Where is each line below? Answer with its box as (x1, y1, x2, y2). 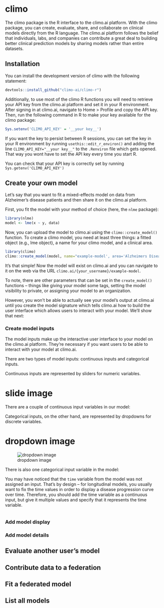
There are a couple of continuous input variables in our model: (5, 404, 130, 410)
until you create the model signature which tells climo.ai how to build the (5, 302, 150, 308)
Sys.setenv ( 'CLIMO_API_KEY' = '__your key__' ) (5, 126, 102, 132)
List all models (5, 597, 50, 605)
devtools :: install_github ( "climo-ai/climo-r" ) (5, 87, 102, 92)
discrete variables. (5, 419, 42, 425)
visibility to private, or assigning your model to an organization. (5, 288, 132, 293)
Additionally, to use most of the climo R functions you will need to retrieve (5, 96, 153, 102)
